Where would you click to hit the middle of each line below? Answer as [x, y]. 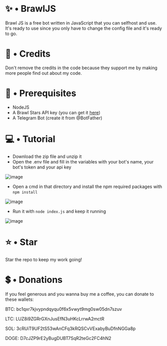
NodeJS [21, 107]
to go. [11, 34]
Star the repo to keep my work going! [44, 259]
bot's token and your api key [42, 167]
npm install [25, 192]
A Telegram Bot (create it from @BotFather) [57, 118]
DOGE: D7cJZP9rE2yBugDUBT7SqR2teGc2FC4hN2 [58, 338]
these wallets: [20, 299]
